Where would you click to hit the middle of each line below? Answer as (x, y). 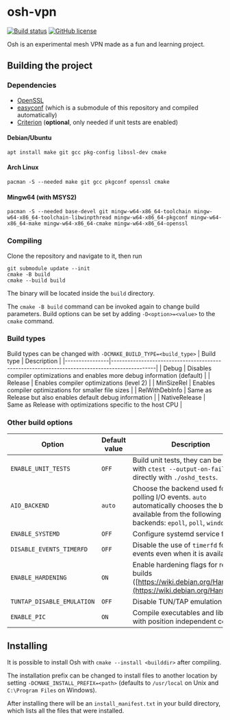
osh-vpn (32, 12)
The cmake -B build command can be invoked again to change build (103, 307)
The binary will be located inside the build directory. (81, 293)
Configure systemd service (176, 534)
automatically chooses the (175, 506)
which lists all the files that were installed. (66, 710)
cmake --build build (37, 280)
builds (142, 573)
